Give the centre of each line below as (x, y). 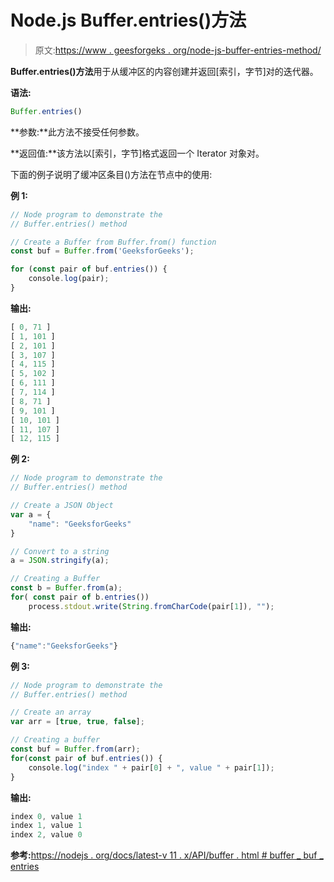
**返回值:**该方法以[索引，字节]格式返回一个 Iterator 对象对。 (137, 153)
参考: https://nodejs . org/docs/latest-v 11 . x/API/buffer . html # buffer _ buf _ (167, 855)
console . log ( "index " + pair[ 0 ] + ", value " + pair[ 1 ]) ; (151, 767)
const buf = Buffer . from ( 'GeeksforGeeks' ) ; (102, 251)
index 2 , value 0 (46, 835)
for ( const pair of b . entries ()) (80, 597)
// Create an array (51, 712)
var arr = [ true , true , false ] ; (77, 722)
